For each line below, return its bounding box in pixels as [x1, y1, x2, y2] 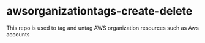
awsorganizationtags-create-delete [6, 4, 193, 18]
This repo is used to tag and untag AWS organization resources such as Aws [6, 24, 199, 31]
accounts [6, 30, 30, 38]
